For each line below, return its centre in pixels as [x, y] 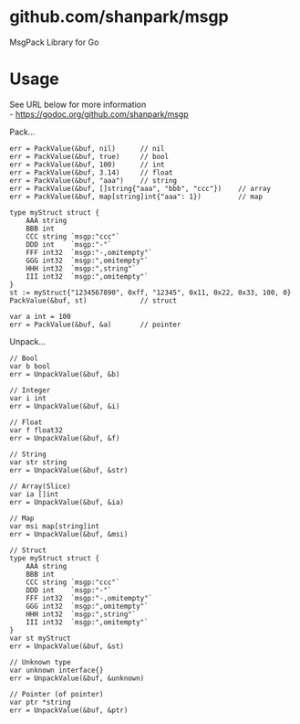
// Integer [30, 390]
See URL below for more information [78, 104]
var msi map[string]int [55, 526]
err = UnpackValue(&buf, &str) [69, 470]
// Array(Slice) [40, 486]
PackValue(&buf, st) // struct [93, 300]
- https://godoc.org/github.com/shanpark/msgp [99, 114]
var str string [38, 462]
